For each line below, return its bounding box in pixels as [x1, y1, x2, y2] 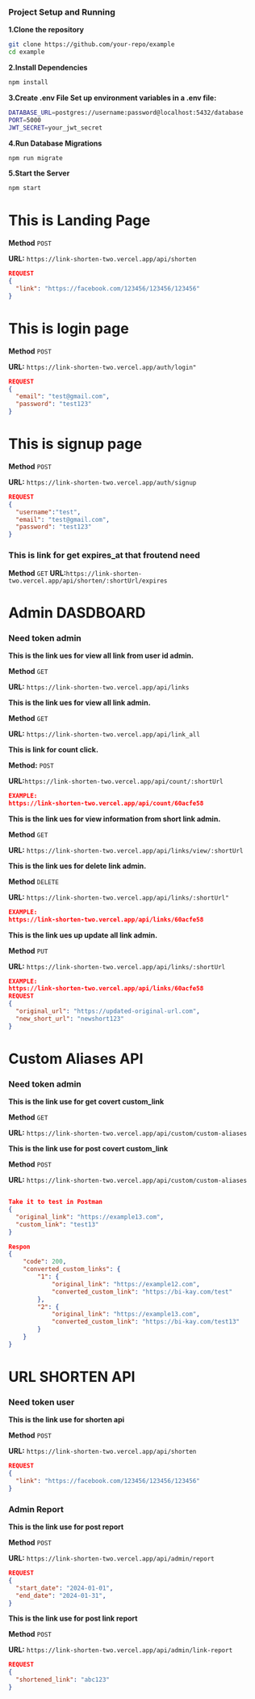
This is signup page [8, 435, 143, 453]
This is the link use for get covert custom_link [8, 1097, 165, 1107]
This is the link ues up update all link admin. [8, 930, 158, 940]
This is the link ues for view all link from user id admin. [8, 650, 194, 661]
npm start [8, 184, 42, 193]
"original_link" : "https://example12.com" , [51, 1280, 200, 1288]
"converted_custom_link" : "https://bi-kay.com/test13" [51, 1318, 240, 1326]
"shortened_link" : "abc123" [15, 1676, 111, 1684]
